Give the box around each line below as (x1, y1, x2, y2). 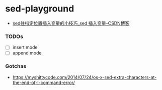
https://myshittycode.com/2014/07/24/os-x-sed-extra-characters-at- (12, 74, 157, 80)
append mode (12, 50, 42, 56)
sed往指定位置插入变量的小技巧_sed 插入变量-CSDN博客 (12, 20, 130, 26)
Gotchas (5, 63, 27, 70)
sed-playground (5, 3, 74, 14)
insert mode (12, 44, 38, 50)
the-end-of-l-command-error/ (12, 79, 75, 85)
